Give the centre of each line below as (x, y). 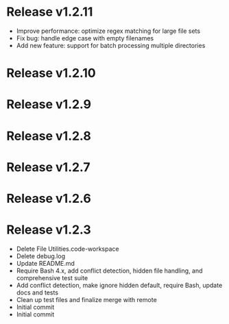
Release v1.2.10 (51, 73)
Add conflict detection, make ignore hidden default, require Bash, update (119, 285)
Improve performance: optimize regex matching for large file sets (108, 31)
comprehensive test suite (52, 277)
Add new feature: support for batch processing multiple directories (111, 45)
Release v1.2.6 (49, 198)
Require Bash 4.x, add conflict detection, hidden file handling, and (109, 271)
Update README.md (45, 263)
